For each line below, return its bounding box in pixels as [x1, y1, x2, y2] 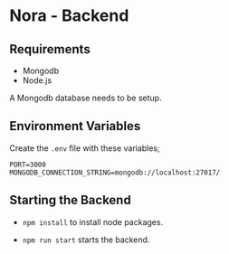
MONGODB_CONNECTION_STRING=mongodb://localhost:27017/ [9, 168, 221, 177]
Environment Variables [9, 118, 141, 134]
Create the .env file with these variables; [9, 142, 160, 154]
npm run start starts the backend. [22, 234, 150, 245]
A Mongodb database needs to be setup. [9, 92, 162, 103]
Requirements [9, 42, 91, 57]
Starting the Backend [9, 193, 131, 208]
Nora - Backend [9, 5, 129, 26]
